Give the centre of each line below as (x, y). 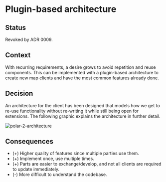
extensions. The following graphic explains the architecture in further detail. (83, 116)
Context (18, 55)
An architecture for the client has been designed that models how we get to (83, 105)
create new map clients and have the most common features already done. (82, 78)
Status (16, 28)
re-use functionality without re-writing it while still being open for (72, 111)
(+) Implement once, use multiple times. (53, 159)
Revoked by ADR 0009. (29, 39)
